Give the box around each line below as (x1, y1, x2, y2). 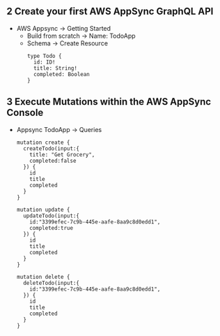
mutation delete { (16, 273, 70, 280)
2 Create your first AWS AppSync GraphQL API (6, 6, 214, 17)
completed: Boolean (33, 71, 90, 78)
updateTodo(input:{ (23, 212, 79, 219)
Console (6, 107, 44, 119)
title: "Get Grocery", (29, 151, 95, 158)
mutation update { (16, 206, 70, 213)
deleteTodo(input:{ (23, 279, 79, 286)
